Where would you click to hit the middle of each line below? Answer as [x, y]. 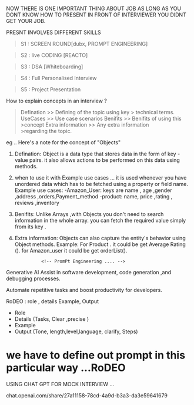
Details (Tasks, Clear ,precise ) [52, 319]
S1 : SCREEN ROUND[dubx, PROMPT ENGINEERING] [84, 44]
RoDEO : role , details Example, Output [52, 301]
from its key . [30, 227]
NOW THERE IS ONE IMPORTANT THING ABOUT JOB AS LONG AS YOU [93, 9]
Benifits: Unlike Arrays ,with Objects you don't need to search [89, 214]
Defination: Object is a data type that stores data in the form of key [95, 154]
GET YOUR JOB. [26, 21]
